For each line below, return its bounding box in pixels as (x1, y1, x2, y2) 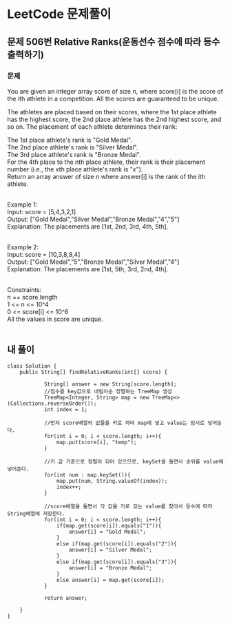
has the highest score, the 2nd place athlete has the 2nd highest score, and (7, 115, 222, 123)
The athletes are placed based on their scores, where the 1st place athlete (7, 107, 217, 116)
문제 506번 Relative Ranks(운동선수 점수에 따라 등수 (7, 36, 220, 48)
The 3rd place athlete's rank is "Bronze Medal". (7, 150, 141, 158)
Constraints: (7, 285, 42, 293)
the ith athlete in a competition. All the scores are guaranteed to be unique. (7, 94, 219, 103)
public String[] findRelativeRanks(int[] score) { (19, 368, 168, 375)
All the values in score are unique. (7, 315, 103, 323)
